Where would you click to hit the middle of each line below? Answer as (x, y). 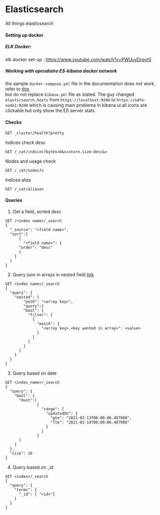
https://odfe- (131, 100)
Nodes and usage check (31, 161)
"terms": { (26, 490)
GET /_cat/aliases (24, 189)
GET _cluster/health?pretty (35, 133)
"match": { (48, 324)
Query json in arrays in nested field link (53, 274)
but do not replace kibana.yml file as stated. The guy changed (70, 94)
